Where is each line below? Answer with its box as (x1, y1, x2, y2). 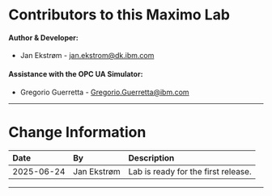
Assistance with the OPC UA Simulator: (8, 69, 143, 78)
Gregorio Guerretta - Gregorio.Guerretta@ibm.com (19, 87, 189, 97)
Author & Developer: (8, 32, 79, 42)
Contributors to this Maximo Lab (8, 6, 231, 24)
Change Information (8, 123, 147, 141)
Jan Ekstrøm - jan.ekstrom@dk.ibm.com (19, 51, 155, 60)
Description (128, 152, 175, 163)
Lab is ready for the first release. (128, 165, 253, 177)
